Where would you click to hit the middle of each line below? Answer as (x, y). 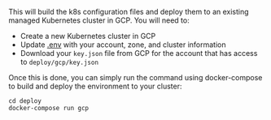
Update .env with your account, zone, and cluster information (123, 45)
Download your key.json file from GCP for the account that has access (139, 53)
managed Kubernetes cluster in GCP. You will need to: (99, 20)
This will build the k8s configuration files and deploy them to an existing (129, 12)
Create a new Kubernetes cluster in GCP (88, 36)
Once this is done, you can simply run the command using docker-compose (135, 77)
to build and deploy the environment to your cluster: (95, 86)
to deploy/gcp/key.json (59, 62)
